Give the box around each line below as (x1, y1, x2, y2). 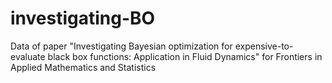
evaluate (10, 50, 46, 62)
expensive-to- (234, 40, 294, 52)
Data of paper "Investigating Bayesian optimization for (10, 40, 233, 52)
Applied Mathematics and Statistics (10, 61, 157, 73)
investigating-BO (10, 7, 156, 30)
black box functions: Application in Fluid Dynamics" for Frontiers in (47, 50, 323, 62)
